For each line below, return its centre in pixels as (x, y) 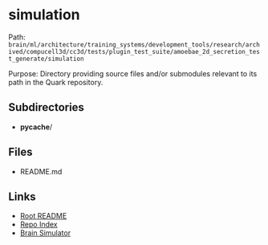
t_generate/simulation (46, 59)
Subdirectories (46, 107)
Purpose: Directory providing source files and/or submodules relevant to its (133, 73)
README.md (41, 171)
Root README (43, 216)
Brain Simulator (45, 233)
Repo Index (39, 225)
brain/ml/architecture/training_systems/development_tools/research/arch (134, 45)
